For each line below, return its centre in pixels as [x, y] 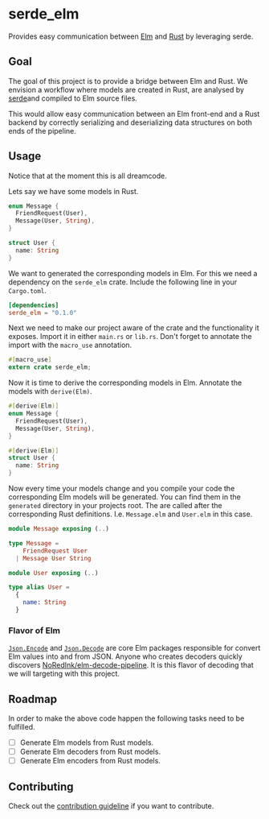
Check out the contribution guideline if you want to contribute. [111, 806]
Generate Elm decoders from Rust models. [90, 752]
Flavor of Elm [35, 631]
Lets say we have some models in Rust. [73, 191]
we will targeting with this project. [64, 674]
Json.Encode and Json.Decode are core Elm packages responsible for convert [134, 648]
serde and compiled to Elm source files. [73, 98]
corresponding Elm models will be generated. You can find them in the [124, 497]
